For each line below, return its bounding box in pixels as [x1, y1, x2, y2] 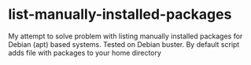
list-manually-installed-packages [8, 5, 232, 23]
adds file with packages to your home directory [8, 48, 161, 57]
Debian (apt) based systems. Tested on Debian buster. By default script [8, 39, 240, 49]
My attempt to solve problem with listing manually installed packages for [8, 31, 243, 41]
